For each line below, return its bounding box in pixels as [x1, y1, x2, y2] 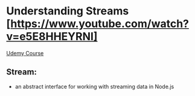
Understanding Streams [6, 4, 129, 18]
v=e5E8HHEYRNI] [6, 30, 98, 43]
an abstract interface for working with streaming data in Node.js [14, 83, 174, 90]
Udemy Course [6, 49, 44, 56]
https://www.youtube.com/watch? [10, 17, 189, 31]
